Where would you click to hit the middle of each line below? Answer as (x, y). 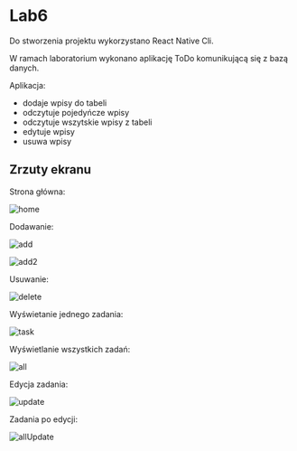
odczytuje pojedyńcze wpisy (76, 112)
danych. (24, 68)
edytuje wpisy (48, 131)
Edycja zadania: (39, 384)
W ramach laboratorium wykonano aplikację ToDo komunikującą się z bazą (149, 58)
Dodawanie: (32, 226)
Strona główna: (37, 192)
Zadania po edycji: (44, 419)
